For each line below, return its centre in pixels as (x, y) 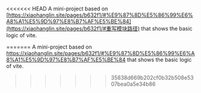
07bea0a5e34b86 (133, 84)
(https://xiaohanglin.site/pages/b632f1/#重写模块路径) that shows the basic (99, 28)
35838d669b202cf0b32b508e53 (152, 78)
